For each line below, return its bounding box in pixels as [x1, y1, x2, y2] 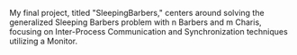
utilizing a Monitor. [9, 35, 78, 46]
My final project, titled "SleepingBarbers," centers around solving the [9, 8, 265, 18]
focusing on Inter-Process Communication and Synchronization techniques [9, 27, 288, 36]
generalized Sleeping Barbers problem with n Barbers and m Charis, [9, 17, 263, 27]
